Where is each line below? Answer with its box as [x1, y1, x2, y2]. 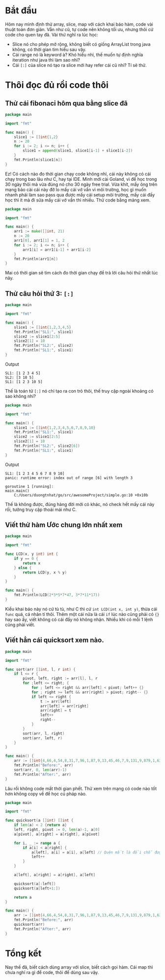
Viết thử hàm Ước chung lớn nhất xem [5, 521, 123, 529]
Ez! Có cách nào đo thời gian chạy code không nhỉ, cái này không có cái [5, 170, 151, 177]
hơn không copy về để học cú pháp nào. [5, 791, 87, 797]
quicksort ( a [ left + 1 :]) [14, 886, 60, 891]
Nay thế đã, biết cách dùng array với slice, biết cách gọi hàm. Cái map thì [5, 964, 153, 970]
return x [23, 561, 41, 566]
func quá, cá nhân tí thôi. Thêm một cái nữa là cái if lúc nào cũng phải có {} [5, 611, 160, 617]
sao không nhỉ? [5, 393, 36, 399]
